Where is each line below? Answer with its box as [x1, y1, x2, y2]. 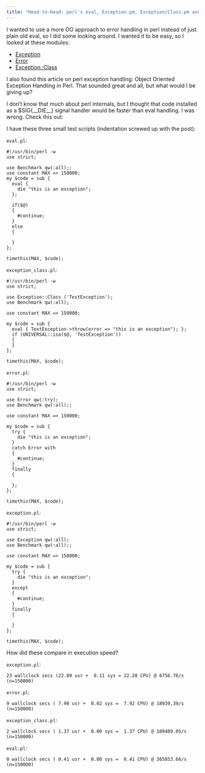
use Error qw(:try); [6, 396, 59, 403]
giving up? [6, 88, 33, 95]
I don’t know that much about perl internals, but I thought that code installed [6, 100, 197, 107]
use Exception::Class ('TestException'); [6, 294, 113, 300]
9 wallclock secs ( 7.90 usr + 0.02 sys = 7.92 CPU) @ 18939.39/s [6, 700, 184, 706]
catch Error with [12, 445, 56, 451]
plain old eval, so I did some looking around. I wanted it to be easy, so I [6, 32, 184, 40]
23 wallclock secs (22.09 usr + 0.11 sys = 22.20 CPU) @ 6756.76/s [6, 672, 184, 678]
